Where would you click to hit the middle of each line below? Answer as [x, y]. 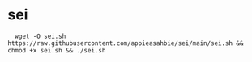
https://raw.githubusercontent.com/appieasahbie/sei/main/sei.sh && [126, 43]
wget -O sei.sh [41, 36]
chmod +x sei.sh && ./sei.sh [57, 50]
